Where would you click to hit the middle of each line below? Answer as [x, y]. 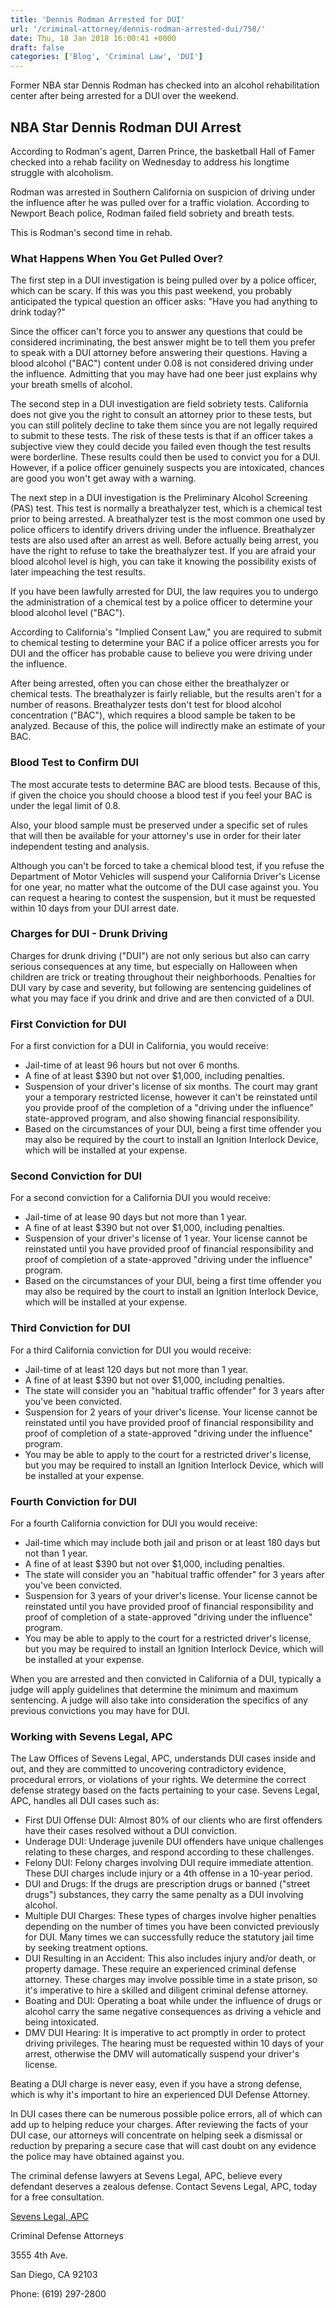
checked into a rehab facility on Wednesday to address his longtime [150, 162]
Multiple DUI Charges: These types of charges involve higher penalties [170, 1916]
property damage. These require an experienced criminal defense [160, 1969]
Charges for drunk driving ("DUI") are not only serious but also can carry [160, 955]
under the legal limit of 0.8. [65, 805]
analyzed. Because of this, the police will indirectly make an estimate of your [168, 726]
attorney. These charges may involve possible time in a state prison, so [171, 1980]
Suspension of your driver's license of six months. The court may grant [171, 1087]
